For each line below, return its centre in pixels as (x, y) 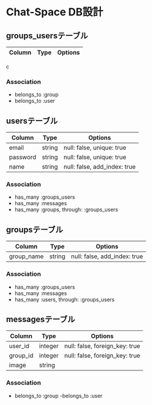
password (23, 158)
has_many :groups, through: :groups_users (66, 210)
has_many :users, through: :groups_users (65, 299)
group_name (26, 256)
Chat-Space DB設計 (55, 12)
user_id (19, 346)
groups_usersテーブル (47, 36)
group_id (21, 356)
